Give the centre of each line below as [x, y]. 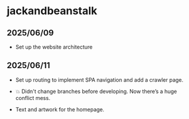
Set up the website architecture [54, 47]
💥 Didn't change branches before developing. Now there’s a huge [96, 91]
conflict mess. [33, 98]
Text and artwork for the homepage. [60, 109]
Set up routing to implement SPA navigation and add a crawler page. [99, 80]
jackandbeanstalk [52, 11]
